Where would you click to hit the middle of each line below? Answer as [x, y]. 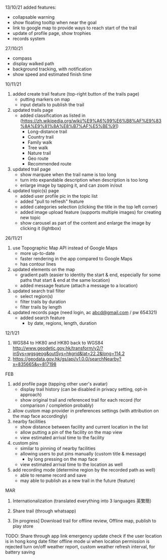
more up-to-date [37, 253]
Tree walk [38, 148]
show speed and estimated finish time [52, 74]
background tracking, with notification [52, 69]
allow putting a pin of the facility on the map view [71, 432]
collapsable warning [34, 17]
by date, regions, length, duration [62, 323]
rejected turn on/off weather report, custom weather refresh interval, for [80, 547]
